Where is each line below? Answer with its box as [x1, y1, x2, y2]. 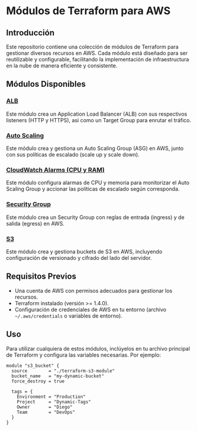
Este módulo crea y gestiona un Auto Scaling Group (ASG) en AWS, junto [6, 145, 184, 152]
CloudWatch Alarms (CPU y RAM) [6, 165, 105, 174]
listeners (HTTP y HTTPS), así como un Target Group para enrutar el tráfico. [6, 116, 191, 123]
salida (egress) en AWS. [6, 220, 65, 227]
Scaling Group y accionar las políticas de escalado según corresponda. [6, 185, 180, 192]
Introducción [6, 28, 55, 38]
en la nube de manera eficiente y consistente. [6, 62, 118, 69]
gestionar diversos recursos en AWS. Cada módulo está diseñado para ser [6, 50, 188, 57]
